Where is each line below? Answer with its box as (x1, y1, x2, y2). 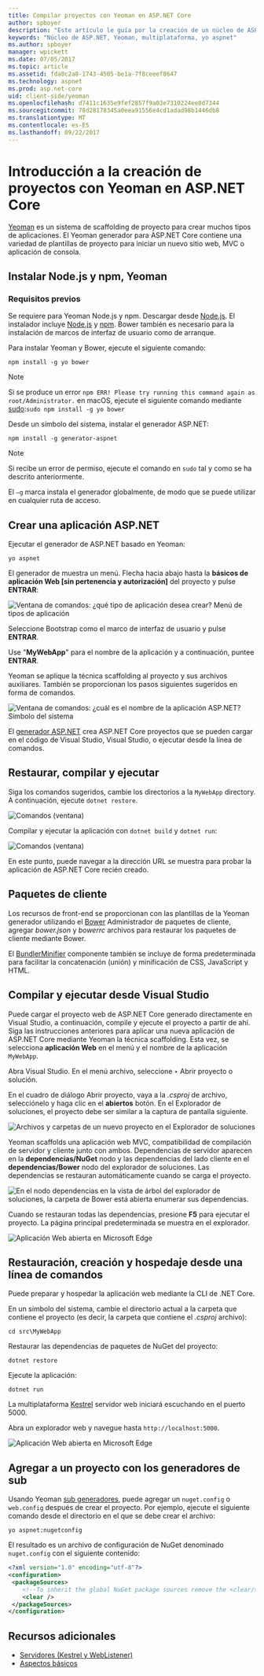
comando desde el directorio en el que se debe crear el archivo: (8, 1512, 216, 1521)
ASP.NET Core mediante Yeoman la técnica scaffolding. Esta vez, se (8, 1034, 229, 1043)
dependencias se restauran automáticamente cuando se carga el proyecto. (8, 1170, 251, 1180)
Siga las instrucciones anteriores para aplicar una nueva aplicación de (8, 1026, 235, 1036)
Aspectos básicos (19, 1659, 78, 1668)
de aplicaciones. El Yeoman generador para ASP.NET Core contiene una (8, 230, 242, 240)
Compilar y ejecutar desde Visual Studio (8, 988, 210, 1002)
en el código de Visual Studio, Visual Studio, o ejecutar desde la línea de (8, 735, 242, 744)
